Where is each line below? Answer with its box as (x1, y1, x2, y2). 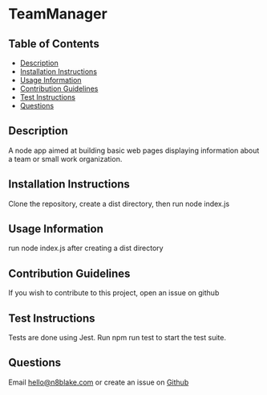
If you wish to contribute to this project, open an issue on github (8, 288, 220, 298)
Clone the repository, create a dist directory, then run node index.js (8, 199, 230, 208)
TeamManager (8, 5, 108, 23)
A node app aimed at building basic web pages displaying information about (8, 146, 260, 155)
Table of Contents (8, 37, 100, 51)
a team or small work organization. (8, 154, 123, 163)
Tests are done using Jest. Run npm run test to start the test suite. (8, 333, 227, 343)
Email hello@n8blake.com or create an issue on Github (8, 377, 189, 387)
